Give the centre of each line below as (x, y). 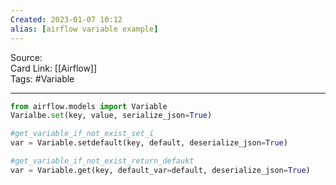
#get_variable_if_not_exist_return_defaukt (102, 161)
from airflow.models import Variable (89, 106)
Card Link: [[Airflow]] (54, 68)
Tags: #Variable (42, 78)
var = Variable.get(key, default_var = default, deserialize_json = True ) (160, 170)
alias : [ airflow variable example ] (84, 29)
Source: (26, 57)
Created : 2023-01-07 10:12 (66, 19)
